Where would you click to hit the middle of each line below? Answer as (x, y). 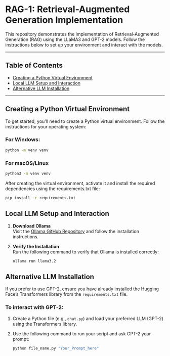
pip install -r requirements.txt (40, 198)
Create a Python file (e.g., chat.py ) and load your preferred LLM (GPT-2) (88, 318)
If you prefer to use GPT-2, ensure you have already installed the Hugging (82, 289)
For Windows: (23, 140)
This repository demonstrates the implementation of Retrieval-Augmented (82, 34)
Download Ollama (32, 226)
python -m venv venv (27, 150)
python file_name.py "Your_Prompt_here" (56, 348)
